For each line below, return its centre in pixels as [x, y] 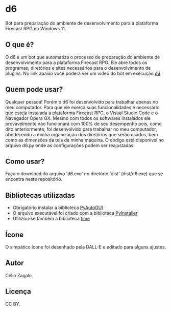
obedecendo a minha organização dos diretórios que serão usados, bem [82, 134]
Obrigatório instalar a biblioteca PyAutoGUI [58, 208]
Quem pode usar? [34, 89]
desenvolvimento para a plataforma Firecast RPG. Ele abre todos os [76, 63]
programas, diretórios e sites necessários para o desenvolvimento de [78, 68]
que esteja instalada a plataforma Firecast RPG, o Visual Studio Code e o [82, 113]
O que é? [20, 45]
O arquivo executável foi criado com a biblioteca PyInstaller [75, 213]
